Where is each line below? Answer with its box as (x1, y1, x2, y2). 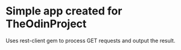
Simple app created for (5, 4, 122, 18)
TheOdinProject (5, 17, 87, 31)
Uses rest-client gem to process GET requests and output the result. (5, 37, 176, 44)
